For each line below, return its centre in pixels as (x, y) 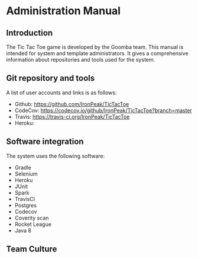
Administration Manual (64, 11)
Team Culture (32, 249)
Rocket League (33, 224)
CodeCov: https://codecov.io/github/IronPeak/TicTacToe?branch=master (103, 110)
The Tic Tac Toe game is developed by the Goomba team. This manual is (95, 47)
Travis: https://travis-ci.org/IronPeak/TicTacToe (72, 116)
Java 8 (23, 230)
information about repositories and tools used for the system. (81, 60)
